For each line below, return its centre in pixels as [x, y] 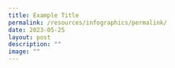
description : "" [35, 45]
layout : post [30, 37]
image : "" [24, 52]
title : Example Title [44, 15]
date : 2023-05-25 [37, 30]
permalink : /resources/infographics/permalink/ [88, 23]
